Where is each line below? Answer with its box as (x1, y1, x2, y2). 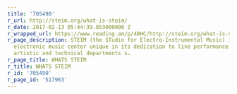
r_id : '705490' (7, 69, 52, 76)
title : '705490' (7, 10, 55, 18)
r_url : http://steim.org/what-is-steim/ (7, 17, 128, 24)
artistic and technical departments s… (13, 50, 131, 57)
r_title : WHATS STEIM (7, 63, 71, 70)
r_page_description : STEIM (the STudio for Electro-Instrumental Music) (7, 37, 226, 44)
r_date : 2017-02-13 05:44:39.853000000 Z (7, 23, 131, 30)
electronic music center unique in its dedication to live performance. (13, 43, 232, 50)
